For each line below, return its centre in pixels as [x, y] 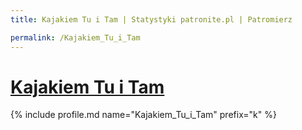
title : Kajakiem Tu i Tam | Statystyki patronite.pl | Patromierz [151, 19]
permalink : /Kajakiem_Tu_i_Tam [75, 37]
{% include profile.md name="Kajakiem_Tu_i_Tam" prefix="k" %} [143, 115]
